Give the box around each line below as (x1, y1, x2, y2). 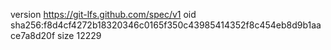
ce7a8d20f (10, 30, 56, 41)
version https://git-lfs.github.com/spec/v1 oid (10, 9, 197, 20)
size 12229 (57, 30, 102, 41)
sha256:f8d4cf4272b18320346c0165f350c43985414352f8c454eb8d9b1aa (10, 19, 322, 31)
